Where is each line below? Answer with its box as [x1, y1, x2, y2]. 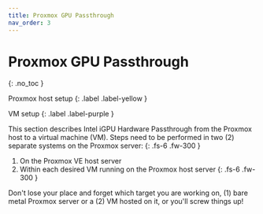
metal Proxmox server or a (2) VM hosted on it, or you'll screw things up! [8, 197, 244, 206]
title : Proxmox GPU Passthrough [8, 11, 114, 20]
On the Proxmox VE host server [19, 157, 122, 166]
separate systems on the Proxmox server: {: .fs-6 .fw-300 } [8, 141, 201, 150]
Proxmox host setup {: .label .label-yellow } [8, 94, 148, 103]
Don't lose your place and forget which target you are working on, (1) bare [8, 188, 248, 197]
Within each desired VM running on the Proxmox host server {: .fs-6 [19, 164, 240, 174]
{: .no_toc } [8, 79, 44, 88]
